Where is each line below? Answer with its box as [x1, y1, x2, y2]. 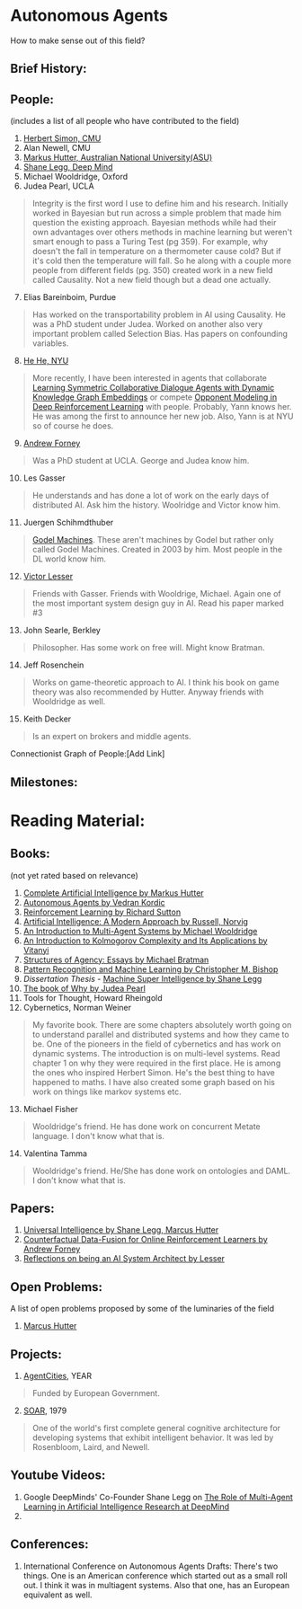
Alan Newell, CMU [22, 143, 91, 154]
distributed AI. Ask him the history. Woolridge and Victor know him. [31, 499, 281, 510]
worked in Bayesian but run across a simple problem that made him [31, 208, 282, 218]
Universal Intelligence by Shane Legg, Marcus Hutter [22, 1224, 219, 1235]
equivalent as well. [22, 1589, 93, 1600]
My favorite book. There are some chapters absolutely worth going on [31, 1019, 292, 1030]
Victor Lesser [22, 571, 74, 582]
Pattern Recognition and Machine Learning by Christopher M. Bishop [22, 963, 279, 975]
